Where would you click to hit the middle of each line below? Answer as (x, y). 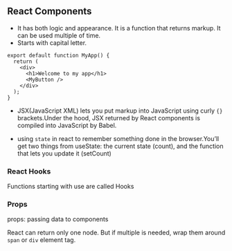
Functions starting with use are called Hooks (71, 187)
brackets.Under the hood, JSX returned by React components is (109, 118)
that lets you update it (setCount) (64, 153)
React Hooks (29, 171)
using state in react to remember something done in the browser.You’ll (118, 138)
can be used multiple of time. (59, 35)
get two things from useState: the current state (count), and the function (120, 146)
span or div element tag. (42, 240)
